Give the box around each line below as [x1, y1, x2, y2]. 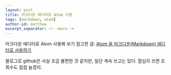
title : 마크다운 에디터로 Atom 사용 [5, 12, 72, 17]
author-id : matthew [5, 21, 47, 27]
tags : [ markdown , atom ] [5, 17, 56, 22]
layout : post [5, 7, 33, 13]
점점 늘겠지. [18, 64, 42, 70]
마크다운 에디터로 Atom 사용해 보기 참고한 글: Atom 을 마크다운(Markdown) [5, 41, 156, 47]
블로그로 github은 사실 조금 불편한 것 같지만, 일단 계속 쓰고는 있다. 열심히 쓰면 [5, 58, 160, 64]
